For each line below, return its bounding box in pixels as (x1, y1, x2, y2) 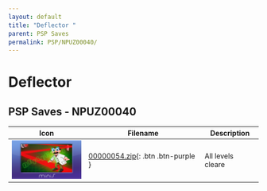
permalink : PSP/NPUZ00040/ (8, 38, 98, 46)
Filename (127, 128, 159, 138)
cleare (204, 160, 225, 170)
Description (210, 128, 250, 138)
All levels (204, 151, 234, 161)
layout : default (8, 13, 62, 21)
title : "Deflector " (8, 21, 77, 29)
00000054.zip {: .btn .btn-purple (88, 151, 195, 161)
